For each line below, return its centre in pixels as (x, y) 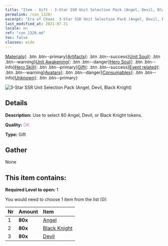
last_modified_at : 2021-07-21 (37, 24)
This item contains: (36, 178)
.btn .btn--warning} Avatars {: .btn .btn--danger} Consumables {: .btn (74, 72)
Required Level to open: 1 (32, 190)
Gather (16, 150)
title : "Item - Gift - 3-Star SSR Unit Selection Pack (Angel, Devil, (80, 10)
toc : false (16, 38)
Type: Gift (15, 134)
